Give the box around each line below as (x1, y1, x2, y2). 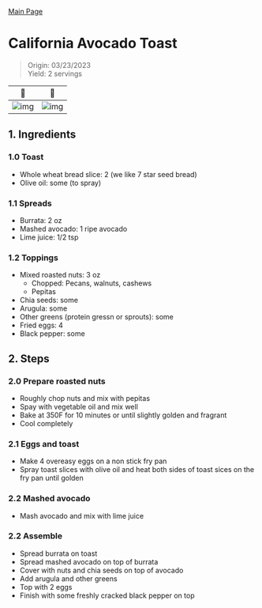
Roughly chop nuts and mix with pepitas (19, 393, 151, 402)
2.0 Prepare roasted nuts (8, 376, 106, 387)
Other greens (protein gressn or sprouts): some (19, 312, 174, 322)
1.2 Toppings (8, 252, 59, 263)
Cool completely (19, 418, 73, 428)
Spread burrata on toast (19, 549, 98, 558)
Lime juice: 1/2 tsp (19, 232, 79, 242)
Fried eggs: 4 (19, 320, 63, 330)
